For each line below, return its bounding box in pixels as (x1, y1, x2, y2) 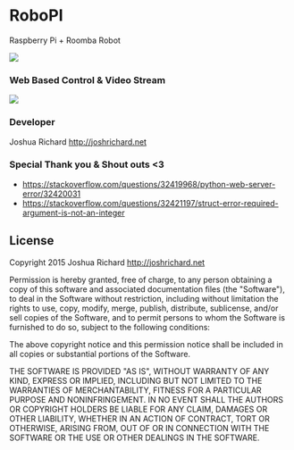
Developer (9, 116, 55, 129)
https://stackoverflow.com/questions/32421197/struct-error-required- (21, 197, 279, 208)
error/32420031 (21, 188, 81, 199)
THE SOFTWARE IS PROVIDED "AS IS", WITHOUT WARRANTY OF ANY (9, 365, 270, 376)
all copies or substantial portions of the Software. (9, 348, 190, 359)
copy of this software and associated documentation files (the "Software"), (9, 283, 286, 295)
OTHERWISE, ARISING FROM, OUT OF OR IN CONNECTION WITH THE (9, 422, 270, 433)
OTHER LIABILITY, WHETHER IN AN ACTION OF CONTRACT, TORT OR (9, 412, 270, 424)
